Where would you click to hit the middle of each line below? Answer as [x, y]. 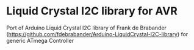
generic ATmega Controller [40, 40]
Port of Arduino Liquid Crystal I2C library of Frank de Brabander [86, 28]
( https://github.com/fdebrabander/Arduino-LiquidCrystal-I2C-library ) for [97, 34]
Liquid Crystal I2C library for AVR [92, 11]
